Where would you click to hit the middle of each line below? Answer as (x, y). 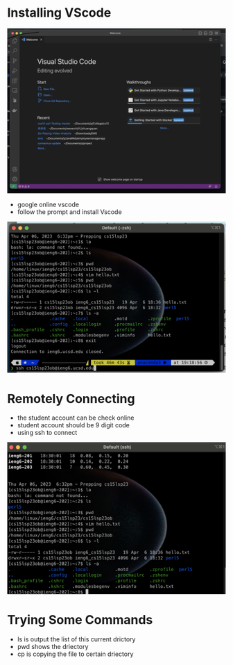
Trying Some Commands (80, 620)
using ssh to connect (47, 433)
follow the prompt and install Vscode (70, 212)
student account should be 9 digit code (74, 425)
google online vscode (48, 204)
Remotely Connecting (71, 399)
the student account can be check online (76, 418)
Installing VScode (59, 13)
